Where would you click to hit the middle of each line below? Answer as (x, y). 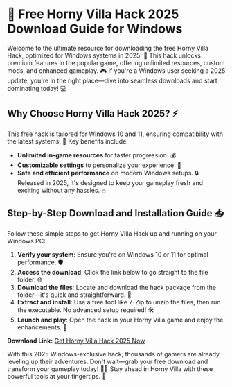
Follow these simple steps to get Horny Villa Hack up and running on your (112, 233)
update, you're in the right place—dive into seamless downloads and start (113, 80)
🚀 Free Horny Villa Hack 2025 (93, 14)
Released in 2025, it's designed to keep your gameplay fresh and (110, 182)
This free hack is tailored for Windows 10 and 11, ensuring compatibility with (115, 134)
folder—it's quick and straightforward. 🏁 (74, 295)
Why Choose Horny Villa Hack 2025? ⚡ (93, 114)
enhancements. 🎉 (42, 327)
